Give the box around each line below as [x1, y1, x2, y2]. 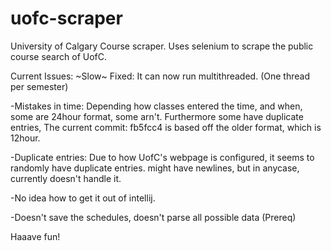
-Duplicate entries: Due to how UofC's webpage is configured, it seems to [10, 151, 315, 163]
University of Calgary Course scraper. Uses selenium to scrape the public [10, 40, 314, 52]
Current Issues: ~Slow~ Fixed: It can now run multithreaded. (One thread [10, 70, 310, 82]
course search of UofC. [10, 50, 107, 62]
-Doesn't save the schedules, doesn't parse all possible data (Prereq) [10, 211, 297, 223]
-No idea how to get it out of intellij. [10, 192, 156, 204]
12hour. [10, 132, 41, 144]
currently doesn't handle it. [10, 172, 122, 184]
